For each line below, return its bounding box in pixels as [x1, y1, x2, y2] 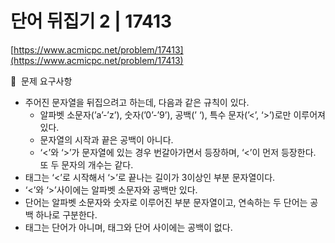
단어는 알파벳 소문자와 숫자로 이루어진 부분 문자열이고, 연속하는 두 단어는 [24, 196, 308, 208]
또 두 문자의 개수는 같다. [39, 158, 134, 171]
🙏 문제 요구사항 [10, 75, 73, 87]
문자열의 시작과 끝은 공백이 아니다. [39, 133, 174, 146]
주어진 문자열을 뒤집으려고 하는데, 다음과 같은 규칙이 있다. [24, 96, 250, 108]
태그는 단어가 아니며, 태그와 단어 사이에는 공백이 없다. [24, 221, 233, 233]
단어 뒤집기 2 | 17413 [10, 10, 173, 33]
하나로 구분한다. [35, 208, 98, 221]
